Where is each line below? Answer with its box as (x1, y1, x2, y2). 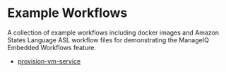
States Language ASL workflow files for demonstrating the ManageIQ (7, 35, 210, 44)
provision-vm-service (17, 56, 81, 65)
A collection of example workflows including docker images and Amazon (7, 28, 219, 37)
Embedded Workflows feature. (7, 43, 97, 52)
